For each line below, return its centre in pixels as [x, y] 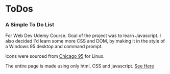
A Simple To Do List [30, 25]
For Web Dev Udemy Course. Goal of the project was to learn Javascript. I [83, 35]
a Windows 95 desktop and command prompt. [54, 47]
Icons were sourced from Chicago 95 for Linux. [55, 56]
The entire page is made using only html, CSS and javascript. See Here [80, 66]
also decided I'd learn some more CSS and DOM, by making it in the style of [85, 41]
